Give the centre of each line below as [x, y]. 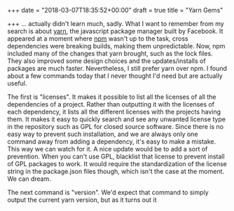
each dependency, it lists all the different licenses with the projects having [114, 112]
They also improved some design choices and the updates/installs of [106, 61]
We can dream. [29, 179]
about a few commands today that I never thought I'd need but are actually [115, 76]
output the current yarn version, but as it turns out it [82, 200]
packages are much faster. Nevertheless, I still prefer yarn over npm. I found [117, 68]
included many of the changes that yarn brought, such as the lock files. [110, 53]
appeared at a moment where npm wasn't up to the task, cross [98, 39]
